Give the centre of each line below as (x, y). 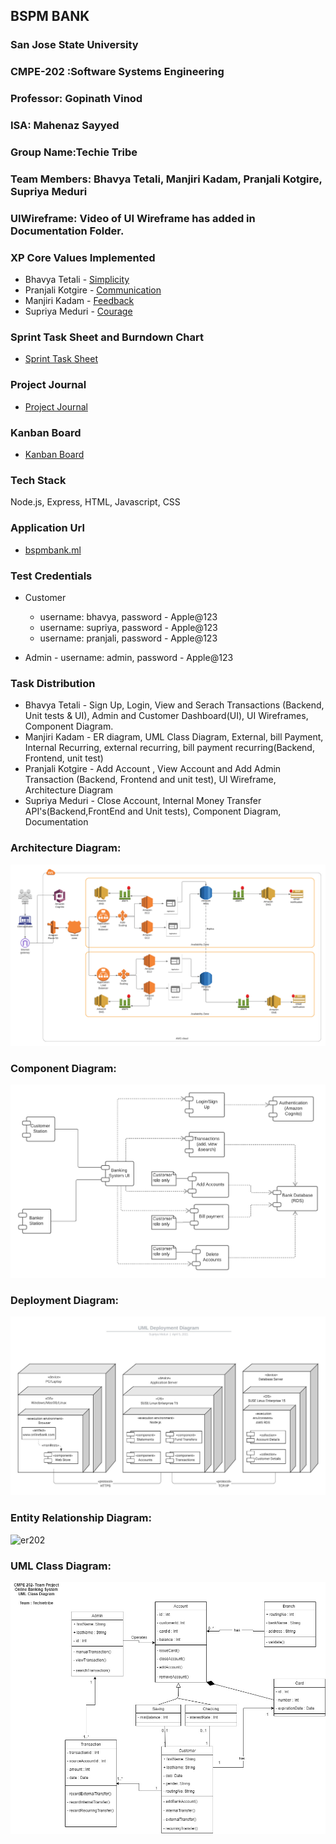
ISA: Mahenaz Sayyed (65, 126)
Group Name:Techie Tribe (74, 152)
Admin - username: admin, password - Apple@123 (129, 657)
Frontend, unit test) (64, 758)
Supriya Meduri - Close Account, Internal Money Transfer (143, 801)
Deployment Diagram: (65, 1301)
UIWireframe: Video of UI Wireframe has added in (133, 218)
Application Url (47, 528)
